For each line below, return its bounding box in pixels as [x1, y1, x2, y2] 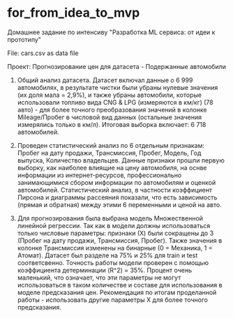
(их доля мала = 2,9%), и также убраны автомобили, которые [17, 91, 202, 99]
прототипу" [7, 35, 42, 43]
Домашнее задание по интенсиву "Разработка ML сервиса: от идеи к [7, 28, 216, 36]
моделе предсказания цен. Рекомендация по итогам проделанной [17, 288, 217, 296]
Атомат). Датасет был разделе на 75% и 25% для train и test [17, 251, 198, 259]
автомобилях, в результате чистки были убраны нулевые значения [17, 83, 218, 91]
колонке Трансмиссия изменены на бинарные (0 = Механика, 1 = [17, 243, 213, 252]
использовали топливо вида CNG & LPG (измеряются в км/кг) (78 [17, 98, 214, 106]
